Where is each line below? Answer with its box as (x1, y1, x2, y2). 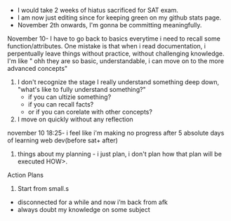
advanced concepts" (7, 65, 68, 72)
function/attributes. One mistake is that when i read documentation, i (7, 42, 206, 50)
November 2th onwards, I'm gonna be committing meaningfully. (17, 21, 202, 29)
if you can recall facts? (27, 100, 94, 108)
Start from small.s (17, 185, 69, 192)
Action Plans (7, 171, 44, 179)
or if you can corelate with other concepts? (27, 108, 153, 116)
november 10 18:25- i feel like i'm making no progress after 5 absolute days (7, 129, 225, 137)
